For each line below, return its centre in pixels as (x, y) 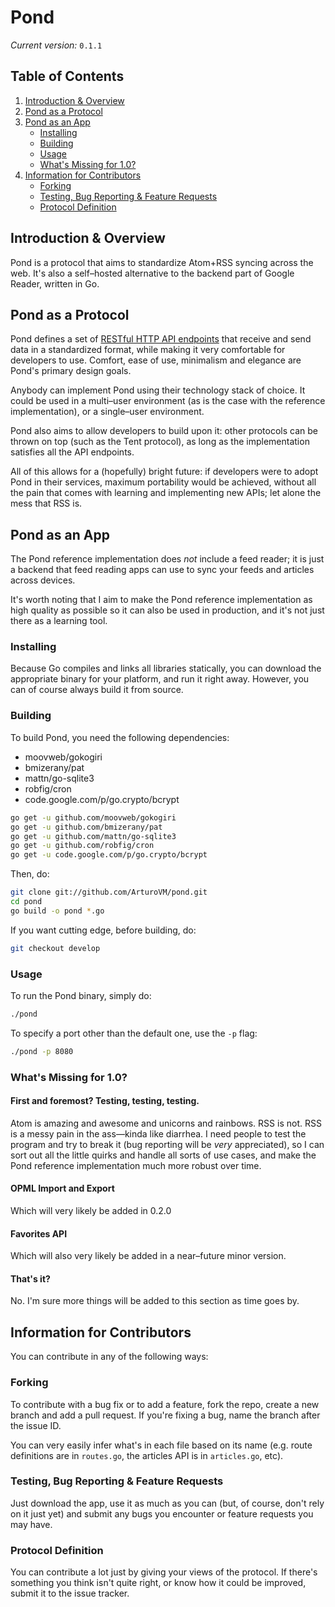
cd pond (26, 902)
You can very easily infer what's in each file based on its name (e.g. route (161, 1445)
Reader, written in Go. (55, 283)
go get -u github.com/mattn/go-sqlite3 (93, 836)
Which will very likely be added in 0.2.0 (91, 1211)
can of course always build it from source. (97, 690)
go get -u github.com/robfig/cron (82, 846)
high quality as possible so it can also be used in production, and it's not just (167, 610)
